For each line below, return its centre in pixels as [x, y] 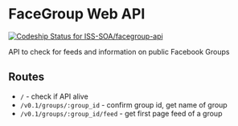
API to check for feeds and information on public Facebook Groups [119, 51]
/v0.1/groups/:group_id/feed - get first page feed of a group [121, 113]
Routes [27, 77]
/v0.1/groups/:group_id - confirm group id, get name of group [123, 104]
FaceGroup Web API [77, 14]
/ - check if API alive [54, 96]
